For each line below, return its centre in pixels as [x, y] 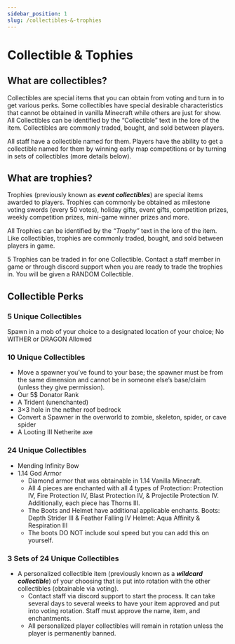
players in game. [31, 246]
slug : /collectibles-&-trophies [54, 20]
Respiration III [48, 525]
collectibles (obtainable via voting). [68, 588]
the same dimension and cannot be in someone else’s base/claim [112, 380]
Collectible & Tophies [70, 55]
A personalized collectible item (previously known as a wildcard [110, 573]
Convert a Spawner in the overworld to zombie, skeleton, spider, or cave [122, 417]
